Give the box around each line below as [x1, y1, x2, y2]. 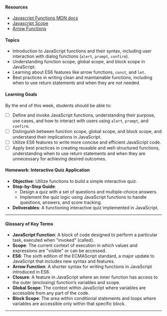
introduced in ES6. [12, 269, 51, 275]
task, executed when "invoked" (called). [12, 237, 94, 243]
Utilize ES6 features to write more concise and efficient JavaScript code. [12, 139, 162, 145]
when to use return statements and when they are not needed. [12, 80, 141, 86]
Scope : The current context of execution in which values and [12, 242, 138, 249]
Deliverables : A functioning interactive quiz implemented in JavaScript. [12, 205, 159, 211]
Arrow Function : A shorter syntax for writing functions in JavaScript [12, 264, 153, 270]
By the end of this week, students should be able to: [5, 102, 112, 108]
